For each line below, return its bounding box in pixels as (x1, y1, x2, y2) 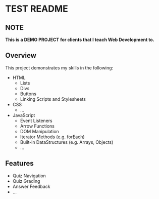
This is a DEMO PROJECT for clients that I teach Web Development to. (5, 36, 155, 43)
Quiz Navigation (12, 173, 46, 179)
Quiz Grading (12, 178, 40, 184)
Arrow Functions (20, 123, 55, 129)
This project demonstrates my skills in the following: (5, 64, 114, 71)
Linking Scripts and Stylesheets (20, 96, 86, 102)
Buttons (20, 91, 37, 97)
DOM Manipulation (20, 128, 59, 134)
